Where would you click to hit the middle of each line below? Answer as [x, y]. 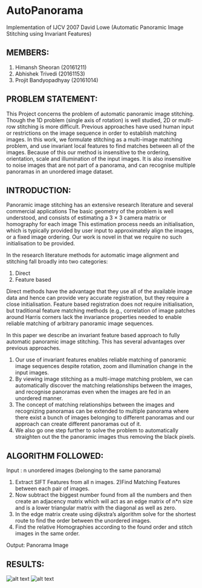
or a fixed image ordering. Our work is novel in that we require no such [94, 237]
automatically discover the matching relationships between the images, [103, 386]
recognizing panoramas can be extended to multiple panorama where [102, 411]
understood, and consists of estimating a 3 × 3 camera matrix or [86, 218]
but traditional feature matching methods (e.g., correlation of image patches [101, 311]
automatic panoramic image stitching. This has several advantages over [96, 341]
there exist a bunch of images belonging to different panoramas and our [105, 418]
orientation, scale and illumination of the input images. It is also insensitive [99, 158]
